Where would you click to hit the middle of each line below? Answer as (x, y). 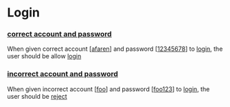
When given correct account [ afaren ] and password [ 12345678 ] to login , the (115, 49)
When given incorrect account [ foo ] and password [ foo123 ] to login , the (108, 89)
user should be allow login (44, 56)
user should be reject (37, 96)
